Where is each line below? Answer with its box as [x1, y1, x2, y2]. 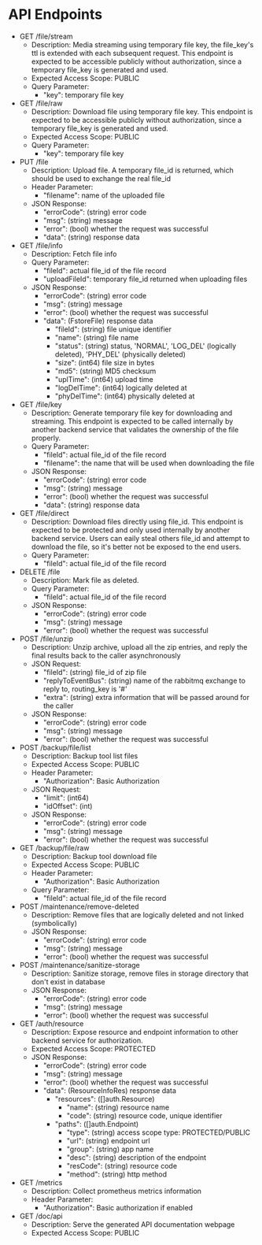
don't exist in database [31, 976, 105, 986]
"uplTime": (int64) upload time [54, 374, 153, 384]
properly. [31, 433, 61, 443]
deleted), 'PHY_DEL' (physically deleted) [54, 349, 186, 359]
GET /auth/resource [19, 1018, 84, 1028]
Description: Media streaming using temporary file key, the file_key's [31, 39, 254, 49]
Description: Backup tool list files [31, 750, 138, 761]
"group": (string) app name [66, 1144, 154, 1154]
